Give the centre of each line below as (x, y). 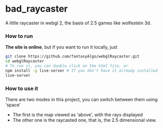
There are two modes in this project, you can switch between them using (81, 99)
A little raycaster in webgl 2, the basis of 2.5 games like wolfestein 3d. (78, 23)
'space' (13, 105)
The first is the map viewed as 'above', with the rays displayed (78, 114)
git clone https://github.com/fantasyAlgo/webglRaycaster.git (72, 56)
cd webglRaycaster (25, 61)
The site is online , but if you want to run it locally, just (61, 47)
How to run (19, 36)
